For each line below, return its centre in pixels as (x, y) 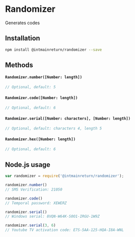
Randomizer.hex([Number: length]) (40, 139)
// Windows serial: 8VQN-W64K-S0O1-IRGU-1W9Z (52, 217)
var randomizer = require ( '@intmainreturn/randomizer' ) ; (65, 176)
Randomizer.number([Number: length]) (44, 77)
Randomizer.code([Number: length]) (41, 98)
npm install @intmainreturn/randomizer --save (54, 50)
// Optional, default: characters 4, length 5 (54, 129)
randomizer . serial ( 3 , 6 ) (30, 226)
